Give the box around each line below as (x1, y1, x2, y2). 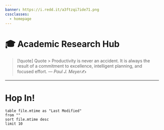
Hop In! (5, 92, 35, 104)
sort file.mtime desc (5, 117, 49, 122)
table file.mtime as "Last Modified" (5, 108, 82, 113)
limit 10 (5, 121, 23, 127)
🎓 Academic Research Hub (5, 38, 120, 50)
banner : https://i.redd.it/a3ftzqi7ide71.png (5, 7, 99, 12)
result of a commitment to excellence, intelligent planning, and (17, 63, 143, 69)
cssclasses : (5, 12, 29, 17)
